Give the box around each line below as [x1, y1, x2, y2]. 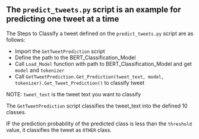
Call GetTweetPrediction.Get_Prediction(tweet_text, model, [14, 72, 165, 80]
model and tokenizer [14, 67, 65, 74]
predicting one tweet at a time [6, 14, 119, 24]
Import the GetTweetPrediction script [14, 48, 105, 55]
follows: [6, 36, 26, 43]
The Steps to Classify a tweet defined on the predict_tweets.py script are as [6, 30, 194, 37]
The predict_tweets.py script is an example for [6, 5, 181, 15]
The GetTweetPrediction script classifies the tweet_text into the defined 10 [6, 102, 188, 109]
